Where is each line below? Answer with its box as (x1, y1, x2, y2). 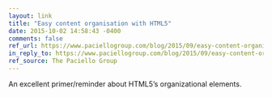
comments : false (8, 34, 63, 43)
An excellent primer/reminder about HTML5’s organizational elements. (8, 78, 242, 89)
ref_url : (8, 42, 38, 50)
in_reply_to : (8, 49, 53, 57)
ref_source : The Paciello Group (8, 57, 117, 65)
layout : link (8, 11, 53, 20)
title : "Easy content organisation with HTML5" (8, 19, 172, 27)
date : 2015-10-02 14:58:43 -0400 (8, 27, 121, 35)
